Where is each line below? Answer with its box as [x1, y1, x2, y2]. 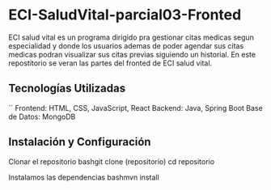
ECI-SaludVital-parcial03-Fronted [8, 6, 242, 24]
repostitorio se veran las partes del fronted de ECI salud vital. [8, 58, 213, 68]
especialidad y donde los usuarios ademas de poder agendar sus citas [8, 40, 244, 50]
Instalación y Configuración [8, 135, 151, 149]
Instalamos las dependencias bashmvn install [8, 172, 159, 182]
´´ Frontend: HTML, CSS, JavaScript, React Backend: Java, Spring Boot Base [8, 103, 263, 112]
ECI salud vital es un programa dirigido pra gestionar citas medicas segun [8, 32, 255, 42]
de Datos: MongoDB [8, 112, 76, 121]
